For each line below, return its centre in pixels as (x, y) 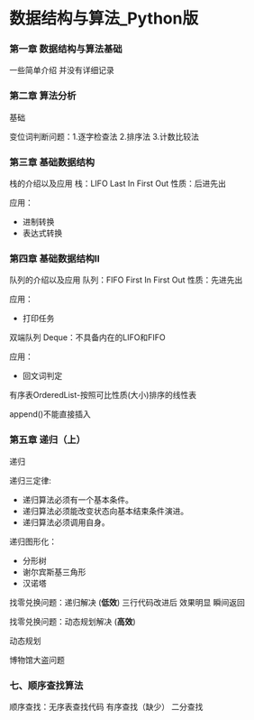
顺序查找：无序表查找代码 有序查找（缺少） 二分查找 (106, 706)
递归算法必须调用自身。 (66, 522)
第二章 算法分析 (43, 96)
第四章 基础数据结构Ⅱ (55, 258)
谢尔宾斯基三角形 (54, 572)
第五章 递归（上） (47, 440)
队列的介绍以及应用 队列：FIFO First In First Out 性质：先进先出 (126, 280)
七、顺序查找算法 (46, 685)
